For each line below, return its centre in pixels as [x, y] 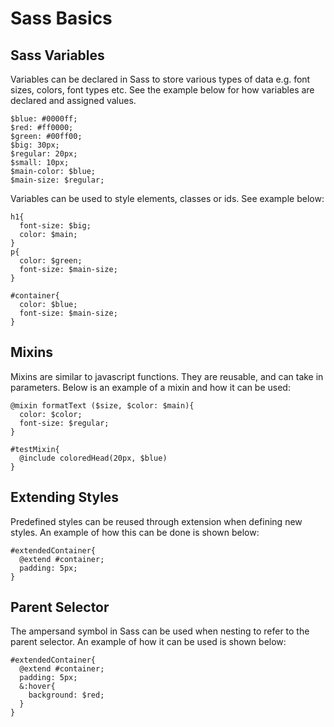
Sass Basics [61, 18]
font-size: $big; [55, 226]
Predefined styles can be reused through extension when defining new [156, 521]
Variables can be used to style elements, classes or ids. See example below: [167, 198]
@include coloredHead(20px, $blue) [93, 458]
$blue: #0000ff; [44, 119]
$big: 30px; [35, 145]
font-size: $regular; [64, 423]
